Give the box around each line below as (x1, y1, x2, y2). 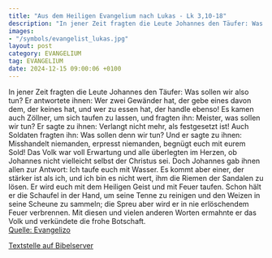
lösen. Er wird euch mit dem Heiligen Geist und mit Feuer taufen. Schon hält (8, 182, 261, 191)
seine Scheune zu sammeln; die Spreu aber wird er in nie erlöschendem (8, 199, 249, 209)
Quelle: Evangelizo (8, 225, 71, 234)
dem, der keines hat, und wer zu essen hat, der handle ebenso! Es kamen (8, 104, 254, 114)
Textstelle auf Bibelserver (8, 240, 94, 250)
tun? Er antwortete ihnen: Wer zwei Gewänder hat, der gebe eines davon (8, 95, 252, 105)
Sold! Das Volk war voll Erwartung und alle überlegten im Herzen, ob (8, 147, 238, 157)
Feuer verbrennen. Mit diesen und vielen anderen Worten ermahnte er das (8, 208, 257, 217)
